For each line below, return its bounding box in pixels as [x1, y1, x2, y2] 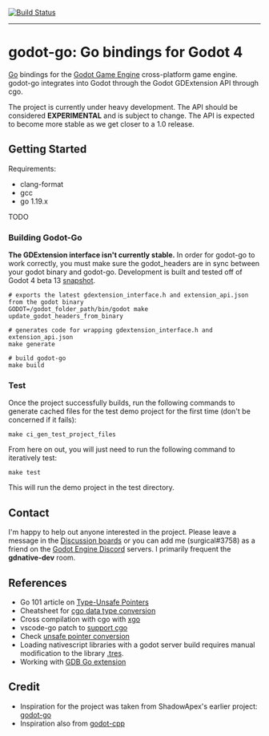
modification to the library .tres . [19, 648, 124, 657]
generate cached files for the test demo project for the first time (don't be [8, 406, 251, 416]
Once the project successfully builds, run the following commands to [8, 398, 235, 408]
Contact [8, 506, 50, 520]
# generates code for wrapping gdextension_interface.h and [8, 326, 214, 334]
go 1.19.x [19, 196, 48, 206]
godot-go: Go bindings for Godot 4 [8, 43, 243, 62]
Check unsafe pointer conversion [19, 631, 130, 641]
